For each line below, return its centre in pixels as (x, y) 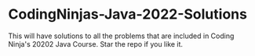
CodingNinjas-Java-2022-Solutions (127, 14)
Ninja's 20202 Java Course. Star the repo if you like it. (95, 44)
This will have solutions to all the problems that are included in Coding (121, 36)
